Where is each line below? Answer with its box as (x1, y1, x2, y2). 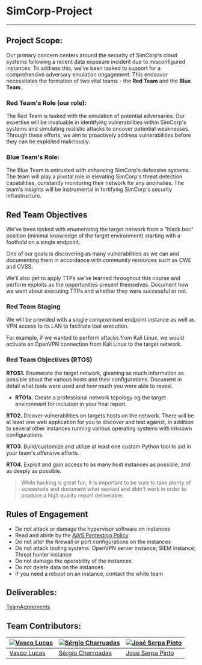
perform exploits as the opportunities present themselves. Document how (6, 281, 189, 289)
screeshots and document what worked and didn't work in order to (20, 485, 187, 492)
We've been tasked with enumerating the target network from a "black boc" (6, 226, 194, 233)
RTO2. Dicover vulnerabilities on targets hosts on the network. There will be (6, 411, 194, 419)
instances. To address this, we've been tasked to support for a (6, 64, 161, 72)
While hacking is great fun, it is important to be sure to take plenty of (20, 479, 191, 486)
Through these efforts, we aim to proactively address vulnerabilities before (6, 131, 191, 139)
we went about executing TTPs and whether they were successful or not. (6, 287, 188, 295)
